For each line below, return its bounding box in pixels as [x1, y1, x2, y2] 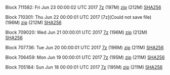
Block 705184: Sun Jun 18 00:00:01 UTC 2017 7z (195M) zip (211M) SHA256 [5, 64, 163, 70]
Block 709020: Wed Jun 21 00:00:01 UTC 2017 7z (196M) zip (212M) [5, 29, 148, 35]
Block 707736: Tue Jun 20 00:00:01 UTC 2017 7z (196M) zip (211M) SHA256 [5, 45, 164, 50]
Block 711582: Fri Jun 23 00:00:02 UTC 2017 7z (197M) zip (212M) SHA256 [5, 5, 161, 10]
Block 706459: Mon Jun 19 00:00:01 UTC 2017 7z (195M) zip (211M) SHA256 [5, 54, 165, 60]
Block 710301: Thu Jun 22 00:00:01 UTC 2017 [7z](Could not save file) [5, 14, 152, 20]
